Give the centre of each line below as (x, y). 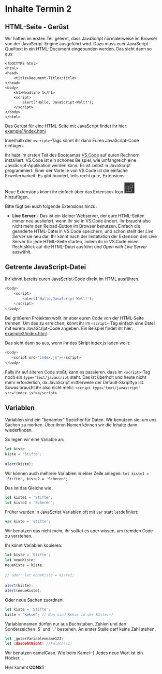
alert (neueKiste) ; (23, 590)
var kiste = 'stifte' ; (28, 521)
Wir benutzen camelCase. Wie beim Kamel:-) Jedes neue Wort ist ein (74, 653)
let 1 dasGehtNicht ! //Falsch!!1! (39, 644)
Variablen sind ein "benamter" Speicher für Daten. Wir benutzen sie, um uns (81, 420)
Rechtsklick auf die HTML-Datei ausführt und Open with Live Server (80, 247)
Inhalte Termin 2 (38, 9)
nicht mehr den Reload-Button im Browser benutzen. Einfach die (76, 226)
